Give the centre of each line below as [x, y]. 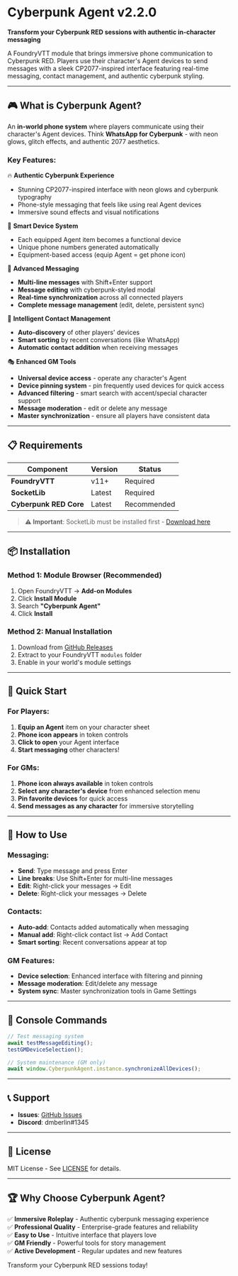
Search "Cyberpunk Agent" [59, 606]
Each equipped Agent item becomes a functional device [100, 240]
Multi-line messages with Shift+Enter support [85, 282]
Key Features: [32, 160]
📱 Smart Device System [43, 226]
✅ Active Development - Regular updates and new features [95, 1250]
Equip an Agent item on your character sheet [84, 727]
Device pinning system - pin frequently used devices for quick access [121, 386]
